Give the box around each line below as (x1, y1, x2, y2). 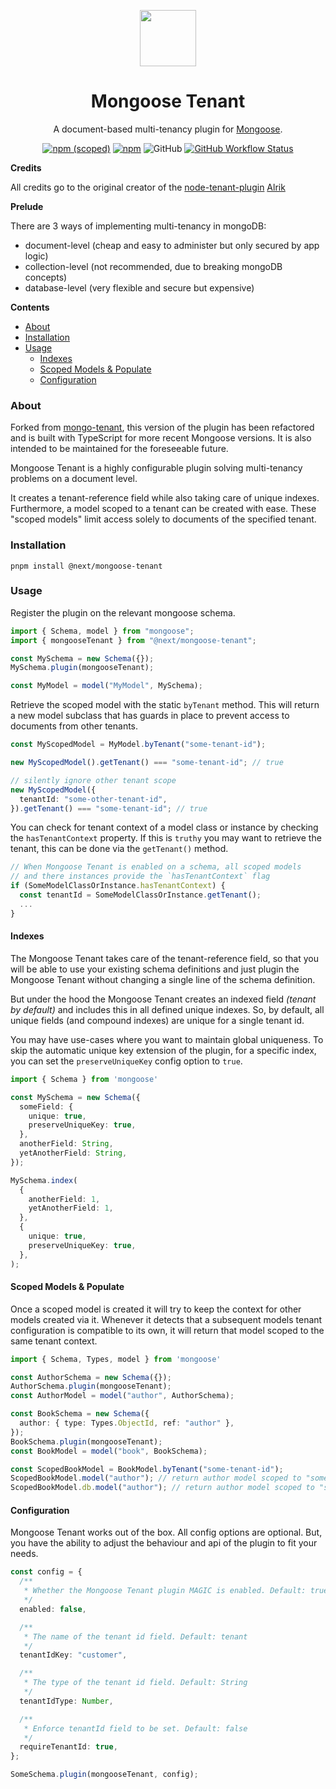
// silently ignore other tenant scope (10, 775, 177, 785)
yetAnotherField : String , (19, 1148, 128, 1159)
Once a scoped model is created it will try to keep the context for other (10, 1303, 302, 1315)
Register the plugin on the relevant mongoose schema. (10, 606, 236, 619)
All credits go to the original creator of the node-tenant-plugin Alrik (10, 181, 286, 193)
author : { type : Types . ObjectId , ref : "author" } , (19, 1418, 235, 1429)
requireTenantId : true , (19, 1742, 118, 1752)
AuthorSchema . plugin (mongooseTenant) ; (10, 1381, 172, 1392)
